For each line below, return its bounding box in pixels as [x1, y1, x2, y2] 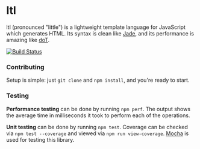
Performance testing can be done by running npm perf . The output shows [6, 105, 191, 112]
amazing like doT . [6, 36, 50, 43]
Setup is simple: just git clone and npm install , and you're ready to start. [6, 76, 190, 84]
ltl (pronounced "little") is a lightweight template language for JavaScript [6, 23, 186, 31]
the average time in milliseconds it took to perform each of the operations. [6, 112, 190, 119]
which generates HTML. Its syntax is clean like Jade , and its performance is [6, 29, 195, 37]
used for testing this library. [6, 136, 75, 143]
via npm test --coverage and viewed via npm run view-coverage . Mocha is [6, 130, 189, 137]
